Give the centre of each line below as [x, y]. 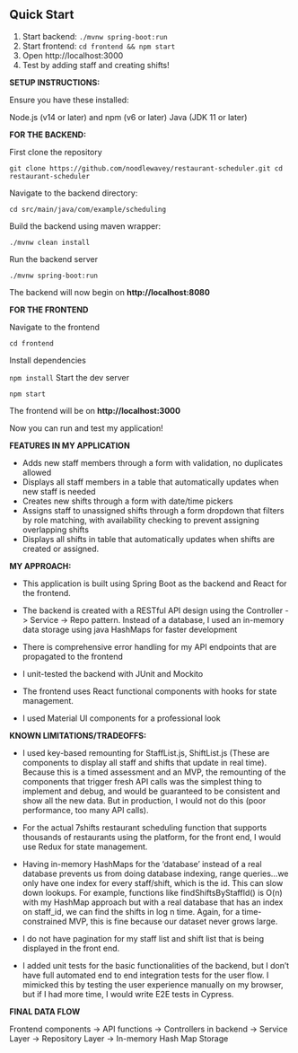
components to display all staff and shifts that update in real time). [145, 762]
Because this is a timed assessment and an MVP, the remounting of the [154, 772]
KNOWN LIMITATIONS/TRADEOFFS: [78, 735]
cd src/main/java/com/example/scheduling [88, 209]
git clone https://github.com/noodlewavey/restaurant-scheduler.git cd [146, 168]
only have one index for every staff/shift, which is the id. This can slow [153, 882]
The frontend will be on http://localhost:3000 [95, 410]
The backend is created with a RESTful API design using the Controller [153, 610]
